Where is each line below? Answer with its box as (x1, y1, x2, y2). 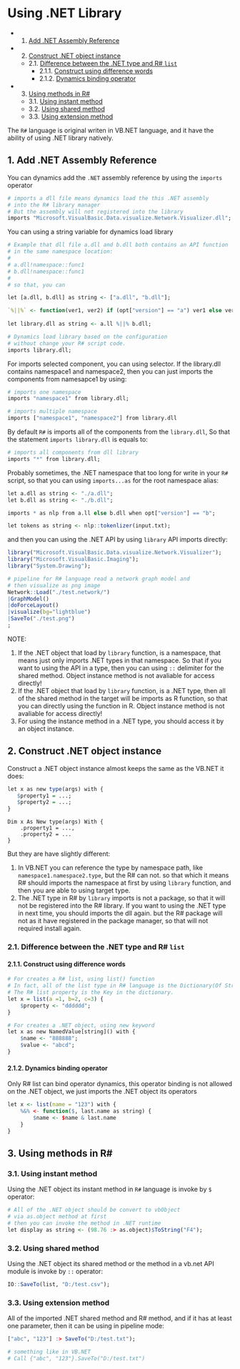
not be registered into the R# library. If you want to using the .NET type (17, 902, 226, 910)
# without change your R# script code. (7, 339, 126, 347)
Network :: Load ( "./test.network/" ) (7, 588, 111, 596)
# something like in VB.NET (7, 1348, 91, 1355)
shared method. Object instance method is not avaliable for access (17, 671, 215, 679)
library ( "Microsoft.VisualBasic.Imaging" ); (7, 556, 139, 563)
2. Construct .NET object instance (7, 745, 162, 757)
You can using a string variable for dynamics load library (7, 227, 174, 237)
